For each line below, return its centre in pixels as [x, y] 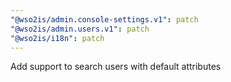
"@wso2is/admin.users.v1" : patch [80, 29]
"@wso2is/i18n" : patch [57, 38]
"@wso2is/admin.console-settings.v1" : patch [104, 19]
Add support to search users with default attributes [116, 67]
